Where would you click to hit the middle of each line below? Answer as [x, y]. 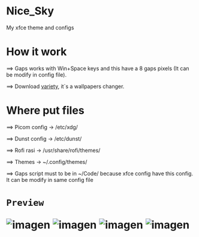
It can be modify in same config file [50, 180]
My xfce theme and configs [40, 28]
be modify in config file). [37, 75]
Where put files [46, 110]
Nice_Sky [30, 11]
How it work [37, 52]
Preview [25, 203]
